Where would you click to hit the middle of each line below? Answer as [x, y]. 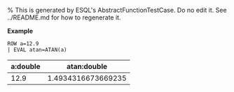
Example [20, 31]
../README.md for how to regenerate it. [64, 17]
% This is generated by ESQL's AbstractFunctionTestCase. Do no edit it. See [117, 10]
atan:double [87, 67]
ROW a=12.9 [23, 44]
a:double [26, 67]
